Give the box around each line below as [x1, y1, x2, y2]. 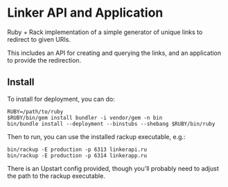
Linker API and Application [7, 5, 164, 21]
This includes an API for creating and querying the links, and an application [7, 49, 222, 57]
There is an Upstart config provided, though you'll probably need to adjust [7, 164, 220, 172]
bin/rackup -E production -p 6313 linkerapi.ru [7, 146, 148, 153]
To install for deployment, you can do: [7, 95, 116, 103]
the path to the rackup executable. [7, 172, 105, 180]
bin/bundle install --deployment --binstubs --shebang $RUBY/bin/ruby [7, 120, 216, 127]
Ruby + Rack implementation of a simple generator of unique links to [7, 28, 203, 36]
